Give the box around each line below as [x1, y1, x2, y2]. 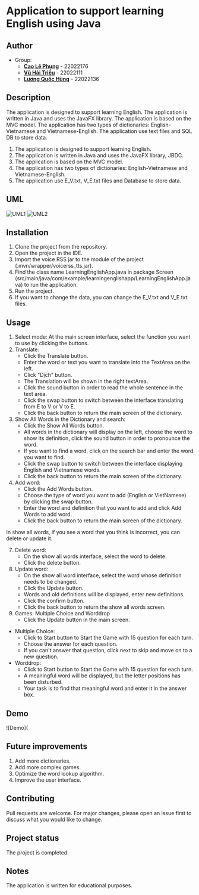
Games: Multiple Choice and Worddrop [14, 610, 110, 617]
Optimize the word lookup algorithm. [14, 770, 105, 777]
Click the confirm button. [23, 597, 85, 605]
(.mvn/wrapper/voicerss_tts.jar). [14, 262, 94, 270]
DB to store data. [6, 134, 48, 141]
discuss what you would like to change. [6, 816, 103, 823]
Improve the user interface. [14, 776, 82, 783]
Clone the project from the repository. [14, 243, 108, 250]
